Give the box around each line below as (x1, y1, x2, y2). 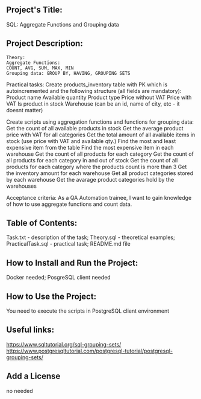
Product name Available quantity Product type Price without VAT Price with (6, 94, 192, 101)
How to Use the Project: (6, 291, 97, 301)
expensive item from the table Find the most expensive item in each (6, 144, 174, 151)
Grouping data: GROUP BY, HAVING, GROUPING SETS (6, 70, 131, 76)
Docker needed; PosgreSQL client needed (6, 274, 111, 281)
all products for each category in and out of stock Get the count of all (6, 156, 178, 164)
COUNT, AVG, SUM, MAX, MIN (6, 65, 74, 71)
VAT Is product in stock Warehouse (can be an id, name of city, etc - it (6, 100, 180, 107)
